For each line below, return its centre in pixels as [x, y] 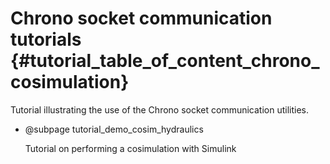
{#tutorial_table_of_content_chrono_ [165, 61]
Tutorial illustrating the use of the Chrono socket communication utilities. [160, 109]
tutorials [46, 39]
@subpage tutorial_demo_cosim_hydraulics [114, 129]
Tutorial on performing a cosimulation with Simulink [130, 148]
